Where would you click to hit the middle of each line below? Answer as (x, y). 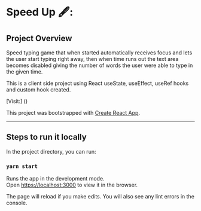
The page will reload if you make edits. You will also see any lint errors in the (100, 197)
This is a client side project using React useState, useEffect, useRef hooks (98, 83)
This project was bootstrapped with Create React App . (73, 113)
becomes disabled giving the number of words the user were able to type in (100, 65)
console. (17, 203)
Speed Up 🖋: (40, 12)
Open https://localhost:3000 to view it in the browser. (72, 185)
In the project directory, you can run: (51, 151)
